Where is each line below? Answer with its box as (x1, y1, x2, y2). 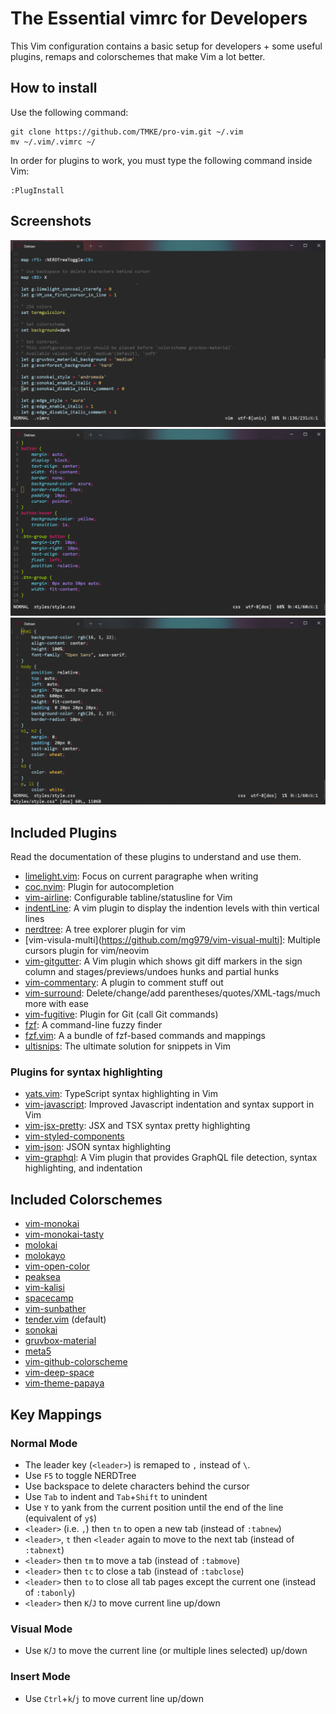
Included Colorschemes (10, 1191, 163, 1208)
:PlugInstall (10, 185, 65, 196)
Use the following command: (10, 106, 129, 118)
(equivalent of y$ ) (24, 1512, 98, 1524)
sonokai (24, 1324, 58, 1336)
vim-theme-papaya (24, 1377, 105, 1389)
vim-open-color (24, 1260, 91, 1272)
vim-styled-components (24, 1130, 125, 1142)
